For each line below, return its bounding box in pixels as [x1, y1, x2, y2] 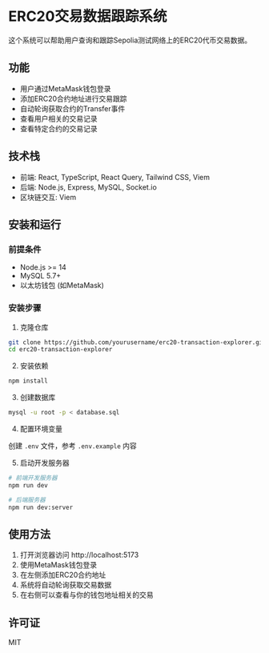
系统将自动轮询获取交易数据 [19, 580, 112, 590]
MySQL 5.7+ [19, 271, 62, 281]
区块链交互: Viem [19, 192, 77, 202]
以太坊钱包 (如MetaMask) [19, 281, 104, 290]
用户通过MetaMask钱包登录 [19, 83, 111, 93]
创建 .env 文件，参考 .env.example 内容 [8, 441, 138, 451]
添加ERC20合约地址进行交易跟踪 [19, 94, 127, 103]
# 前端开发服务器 [8, 474, 58, 483]
